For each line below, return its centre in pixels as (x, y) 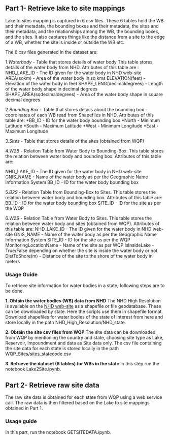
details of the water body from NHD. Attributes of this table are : (72, 67)
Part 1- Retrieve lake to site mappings (65, 8)
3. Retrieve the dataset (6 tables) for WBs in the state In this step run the (82, 364)
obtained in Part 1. (24, 408)
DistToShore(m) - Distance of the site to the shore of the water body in (79, 256)
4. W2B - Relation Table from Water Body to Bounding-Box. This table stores (84, 151)
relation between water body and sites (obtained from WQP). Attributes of (82, 224)
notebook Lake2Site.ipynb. (33, 369)
